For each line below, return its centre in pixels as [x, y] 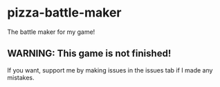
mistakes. [21, 77]
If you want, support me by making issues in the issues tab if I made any [110, 70]
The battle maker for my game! [51, 32]
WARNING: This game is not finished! [89, 54]
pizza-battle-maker [64, 13]
